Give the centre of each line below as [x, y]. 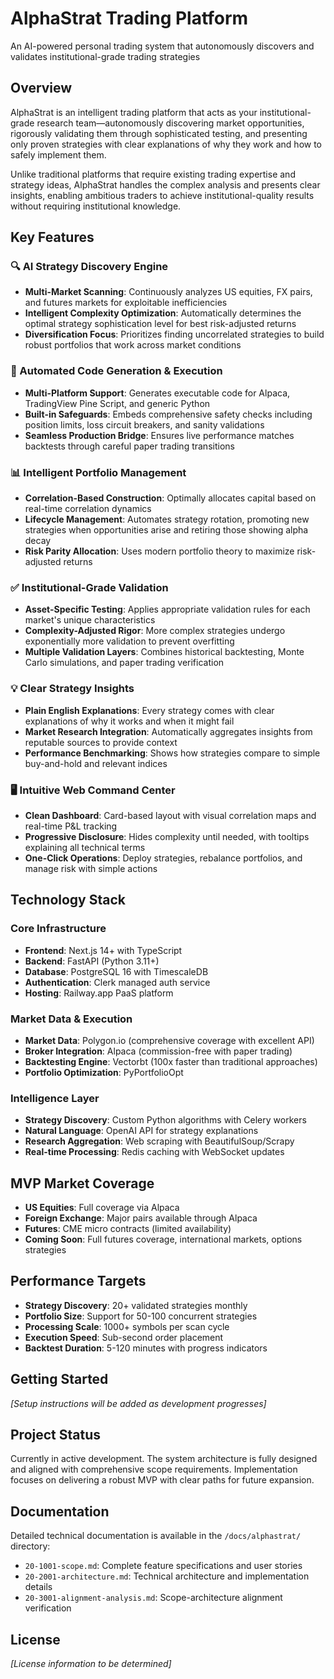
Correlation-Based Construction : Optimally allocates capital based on [170, 498]
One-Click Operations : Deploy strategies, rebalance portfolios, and [163, 858]
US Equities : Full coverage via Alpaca [102, 1208]
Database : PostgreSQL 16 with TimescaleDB [116, 971]
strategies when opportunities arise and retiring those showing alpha [166, 530]
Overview [41, 88]
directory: [30, 1546]
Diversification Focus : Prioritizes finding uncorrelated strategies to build [174, 334]
